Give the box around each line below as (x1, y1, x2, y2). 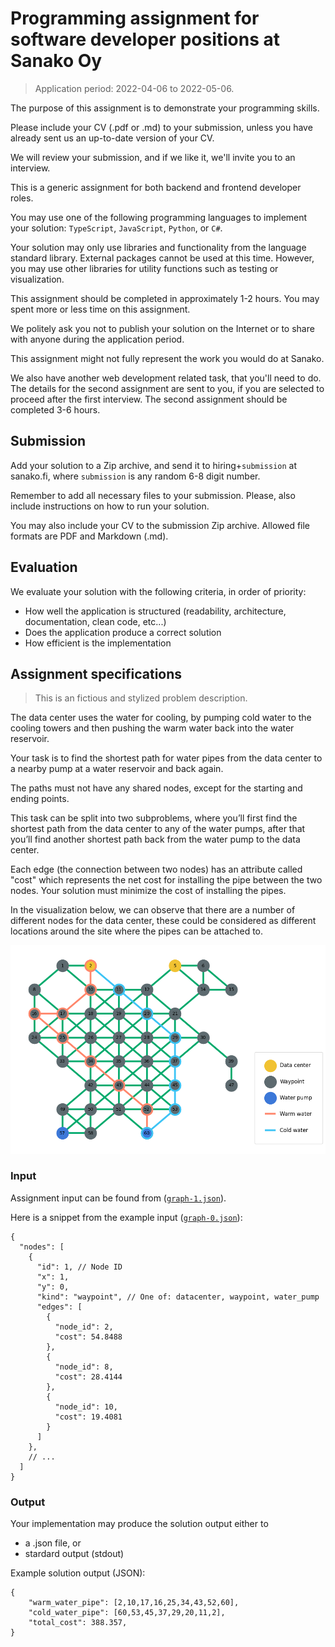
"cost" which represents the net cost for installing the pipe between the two (10, 874, 323, 886)
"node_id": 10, (54, 1402, 118, 1412)
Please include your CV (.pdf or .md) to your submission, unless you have (10, 121, 313, 133)
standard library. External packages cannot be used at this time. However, (10, 252, 315, 264)
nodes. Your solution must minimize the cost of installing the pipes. (10, 885, 287, 897)
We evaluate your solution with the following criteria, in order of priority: (10, 585, 307, 597)
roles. (10, 192, 34, 204)
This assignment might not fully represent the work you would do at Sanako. (10, 352, 325, 364)
